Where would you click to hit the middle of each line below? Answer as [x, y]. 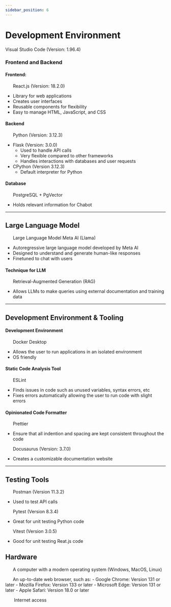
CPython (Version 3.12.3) [39, 167]
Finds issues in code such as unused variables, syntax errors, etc [81, 390]
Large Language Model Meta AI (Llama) [54, 238]
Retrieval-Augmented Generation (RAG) [54, 282]
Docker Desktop [30, 342]
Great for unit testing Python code [48, 521]
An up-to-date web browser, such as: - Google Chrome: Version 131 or [86, 579]
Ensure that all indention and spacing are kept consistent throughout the [88, 434]
